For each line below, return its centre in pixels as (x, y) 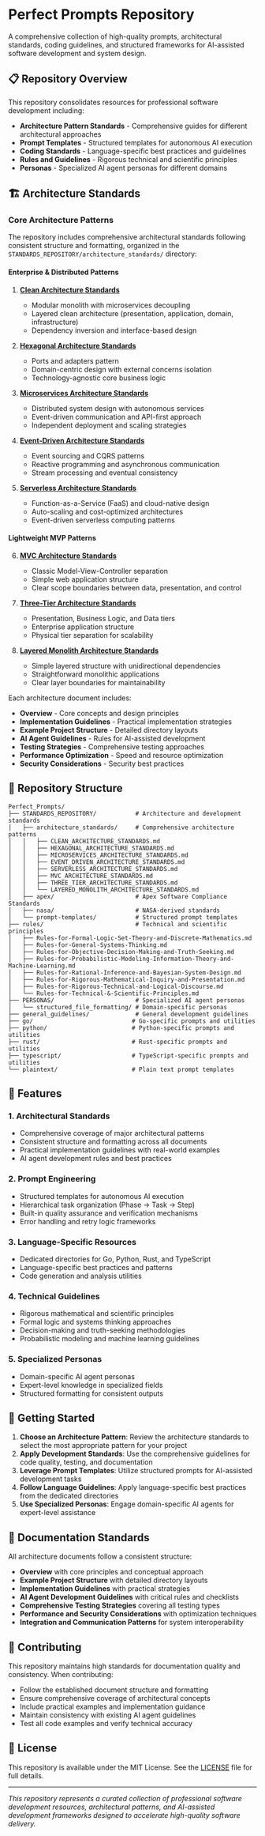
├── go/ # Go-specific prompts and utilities (132, 1021)
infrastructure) (55, 322)
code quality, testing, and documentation (86, 1462)
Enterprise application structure (83, 627)
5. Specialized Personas (55, 1359)
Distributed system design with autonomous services (118, 408)
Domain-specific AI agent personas (77, 1376)
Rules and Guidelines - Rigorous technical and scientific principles (129, 159)
